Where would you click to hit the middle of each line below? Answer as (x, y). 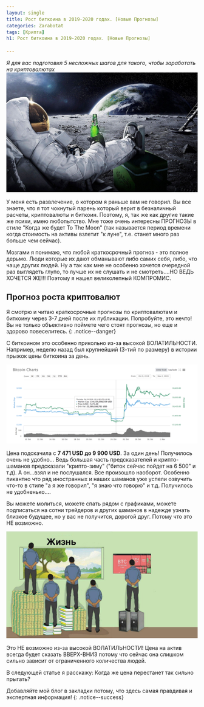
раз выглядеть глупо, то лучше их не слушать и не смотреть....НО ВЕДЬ (100, 272)
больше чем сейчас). (34, 241)
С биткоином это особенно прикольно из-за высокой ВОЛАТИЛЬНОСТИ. (102, 343)
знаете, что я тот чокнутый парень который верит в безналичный (91, 208)
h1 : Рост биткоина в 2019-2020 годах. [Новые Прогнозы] (78, 39)
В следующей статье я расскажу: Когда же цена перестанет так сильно (100, 673)
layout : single (25, 13)
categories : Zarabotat (35, 26)
